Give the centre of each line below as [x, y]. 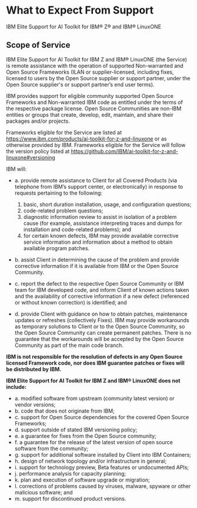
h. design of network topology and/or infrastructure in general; [91, 461]
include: [16, 386]
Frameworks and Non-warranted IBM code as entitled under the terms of [95, 102]
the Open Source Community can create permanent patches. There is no [103, 332]
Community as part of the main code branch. [69, 345]
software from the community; [51, 448]
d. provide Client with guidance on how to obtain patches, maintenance [101, 314]
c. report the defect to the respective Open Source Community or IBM [99, 283]
